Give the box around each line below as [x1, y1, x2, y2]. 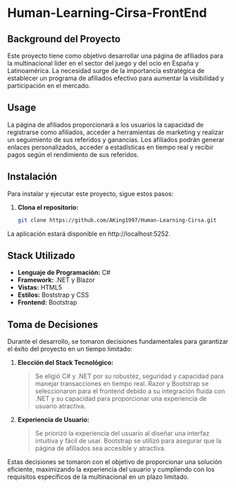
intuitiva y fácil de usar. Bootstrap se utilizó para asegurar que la [35, 437, 222, 445]
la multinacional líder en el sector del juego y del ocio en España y [7, 59, 199, 68]
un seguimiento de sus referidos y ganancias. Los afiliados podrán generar [7, 135, 225, 143]
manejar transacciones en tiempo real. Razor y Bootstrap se [35, 380, 209, 388]
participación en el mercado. [7, 82, 91, 89]
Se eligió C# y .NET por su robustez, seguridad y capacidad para [35, 372, 224, 380]
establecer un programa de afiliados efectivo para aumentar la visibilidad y [7, 74, 224, 82]
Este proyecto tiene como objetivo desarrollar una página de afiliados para [7, 51, 223, 60]
